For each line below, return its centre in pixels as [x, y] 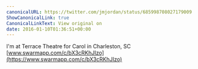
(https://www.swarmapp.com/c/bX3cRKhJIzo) [64, 59]
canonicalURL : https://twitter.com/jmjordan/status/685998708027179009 [99, 12]
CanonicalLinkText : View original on [54, 23]
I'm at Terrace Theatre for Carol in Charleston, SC [69, 46]
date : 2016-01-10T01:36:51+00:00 [49, 29]
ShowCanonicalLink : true [38, 18]
